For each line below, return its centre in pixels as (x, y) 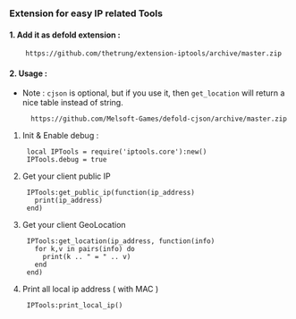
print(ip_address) (68, 201)
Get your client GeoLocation (74, 225)
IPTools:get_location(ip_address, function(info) (121, 241)
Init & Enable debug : (60, 136)
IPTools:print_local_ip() (75, 306)
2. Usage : (28, 73)
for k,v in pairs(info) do (85, 249)
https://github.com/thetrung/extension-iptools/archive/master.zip (153, 54)
